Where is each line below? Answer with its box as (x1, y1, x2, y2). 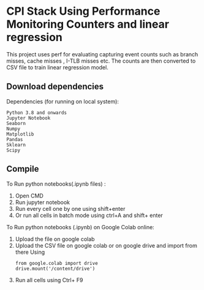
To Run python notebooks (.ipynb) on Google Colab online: (6, 223, 154, 231)
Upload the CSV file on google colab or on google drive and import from (15, 242, 197, 249)
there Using (15, 248, 45, 256)
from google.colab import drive (15, 260, 98, 266)
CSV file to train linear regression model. (6, 63, 108, 71)
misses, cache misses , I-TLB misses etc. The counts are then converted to (6, 57, 196, 64)
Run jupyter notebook (15, 198, 70, 206)
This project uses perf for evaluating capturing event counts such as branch (6, 50, 198, 58)
